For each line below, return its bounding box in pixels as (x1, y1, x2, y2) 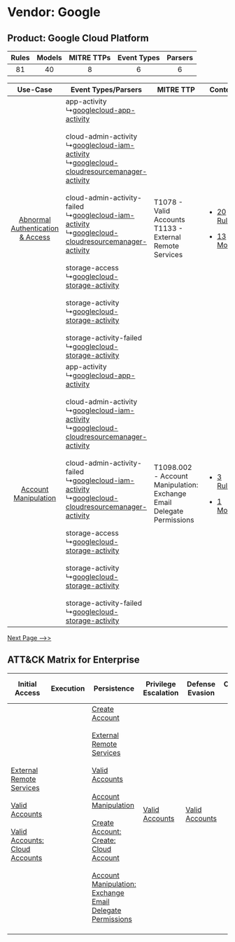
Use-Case (17, 85, 52, 95)
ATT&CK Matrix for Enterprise (7, 654, 140, 666)
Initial (17, 679, 37, 688)
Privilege (145, 679, 176, 688)
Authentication (10, 223, 59, 233)
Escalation (143, 688, 179, 698)
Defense (186, 679, 215, 688)
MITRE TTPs (69, 53, 111, 62)
